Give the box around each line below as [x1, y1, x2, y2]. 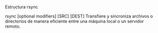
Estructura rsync [5, 4, 38, 10]
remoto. [5, 23, 21, 29]
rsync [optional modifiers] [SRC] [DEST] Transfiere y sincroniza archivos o [5, 13, 153, 19]
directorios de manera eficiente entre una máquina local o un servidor [5, 19, 144, 24]
